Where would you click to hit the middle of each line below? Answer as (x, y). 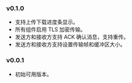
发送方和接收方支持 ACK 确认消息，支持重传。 (72, 37)
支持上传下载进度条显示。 (46, 22)
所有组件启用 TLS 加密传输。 (50, 30)
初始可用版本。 (33, 74)
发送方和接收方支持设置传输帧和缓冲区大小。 (70, 44)
